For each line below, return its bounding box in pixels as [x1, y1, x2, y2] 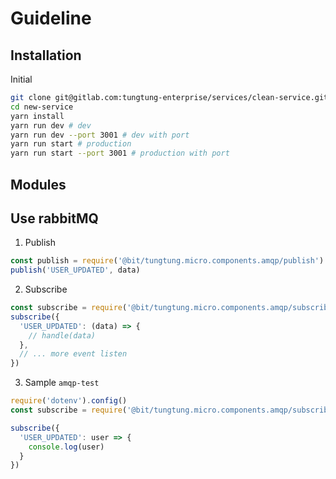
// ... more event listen [19, 349, 128, 359]
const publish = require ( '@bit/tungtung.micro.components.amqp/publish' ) [10, 256, 325, 266]
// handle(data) [28, 330, 97, 341]
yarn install [10, 111, 65, 121]
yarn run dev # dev [10, 120, 92, 131]
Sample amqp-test [24, 377, 100, 389]
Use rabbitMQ [10, 210, 99, 227]
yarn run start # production [10, 139, 132, 149]
